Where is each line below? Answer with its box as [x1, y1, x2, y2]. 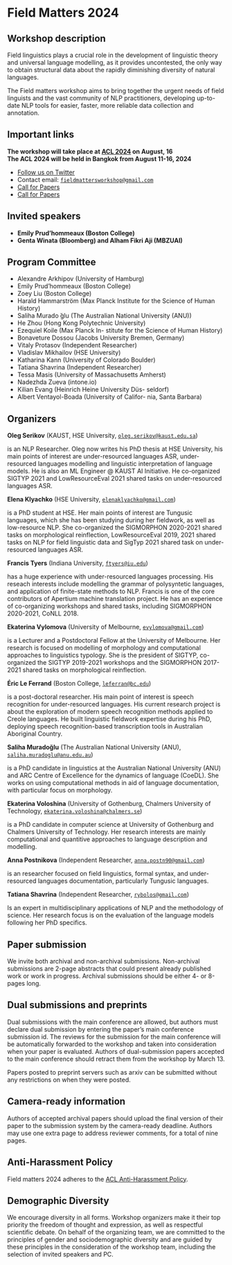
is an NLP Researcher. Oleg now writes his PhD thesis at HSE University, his [7, 445, 223, 453]
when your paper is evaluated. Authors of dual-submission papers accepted [7, 1047, 225, 1055]
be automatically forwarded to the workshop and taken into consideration [7, 1040, 217, 1048]
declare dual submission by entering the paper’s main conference [7, 1025, 195, 1033]
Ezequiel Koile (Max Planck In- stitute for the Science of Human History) [17, 326, 223, 335]
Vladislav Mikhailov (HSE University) [17, 349, 121, 357]
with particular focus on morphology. [7, 786, 113, 795]
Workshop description [7, 33, 106, 44]
